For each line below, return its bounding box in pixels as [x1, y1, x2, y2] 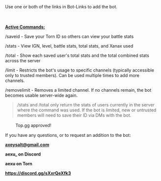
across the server [5, 58, 41, 63]
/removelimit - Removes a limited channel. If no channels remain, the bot [5, 87, 152, 93]
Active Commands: [5, 24, 45, 30]
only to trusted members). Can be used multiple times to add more [5, 73, 140, 78]
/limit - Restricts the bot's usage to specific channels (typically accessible [5, 67, 155, 73]
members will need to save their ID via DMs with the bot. [17, 112, 132, 118]
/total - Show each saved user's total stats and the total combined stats [5, 52, 150, 58]
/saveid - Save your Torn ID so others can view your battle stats [5, 33, 134, 39]
